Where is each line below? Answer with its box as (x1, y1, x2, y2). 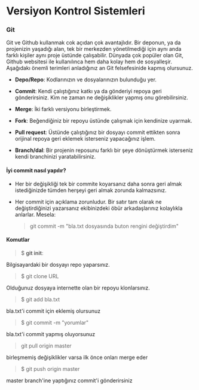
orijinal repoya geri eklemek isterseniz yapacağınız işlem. (14, 135, 156, 142)
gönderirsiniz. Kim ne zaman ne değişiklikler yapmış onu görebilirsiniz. (14, 94, 188, 101)
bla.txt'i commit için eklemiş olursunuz (6, 307, 100, 315)
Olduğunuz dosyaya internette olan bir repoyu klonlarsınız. (6, 284, 151, 291)
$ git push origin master (20, 365, 80, 372)
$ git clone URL (20, 272, 59, 279)
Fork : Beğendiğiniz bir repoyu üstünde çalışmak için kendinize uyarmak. (14, 117, 192, 124)
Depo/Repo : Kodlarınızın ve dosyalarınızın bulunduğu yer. (14, 76, 157, 83)
